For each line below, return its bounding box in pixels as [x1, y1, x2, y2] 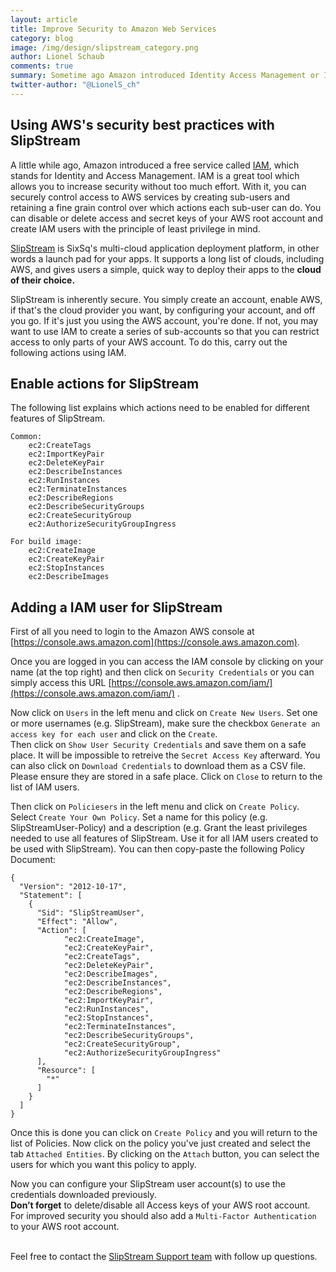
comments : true [10, 61, 74, 71]
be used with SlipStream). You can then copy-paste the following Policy [10, 843, 305, 855]
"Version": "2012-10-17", [19, 882, 128, 892]
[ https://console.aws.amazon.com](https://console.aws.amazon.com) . [10, 636, 300, 648]
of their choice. [10, 274, 76, 286]
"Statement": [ [19, 891, 83, 901]
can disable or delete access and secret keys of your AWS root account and [10, 212, 323, 224]
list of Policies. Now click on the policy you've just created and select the [10, 1137, 311, 1150]
